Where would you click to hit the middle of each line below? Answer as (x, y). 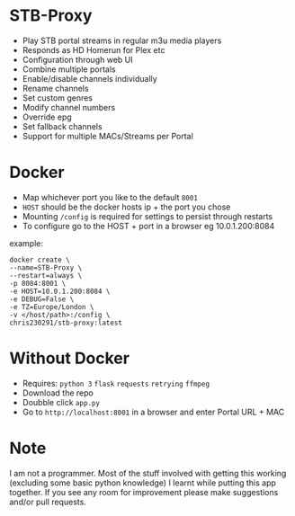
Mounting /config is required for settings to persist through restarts (147, 216)
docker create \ (40, 260)
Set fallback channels (62, 126)
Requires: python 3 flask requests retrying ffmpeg (116, 383)
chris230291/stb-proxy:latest (66, 323)
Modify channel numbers (69, 107)
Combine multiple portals (69, 69)
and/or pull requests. (48, 502)
